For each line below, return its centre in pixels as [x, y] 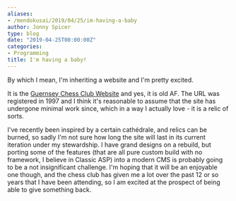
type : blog [23, 33]
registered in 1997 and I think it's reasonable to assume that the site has [112, 101]
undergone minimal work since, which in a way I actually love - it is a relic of [118, 108]
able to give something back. [49, 189]
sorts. [16, 116]
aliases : [20, 14]
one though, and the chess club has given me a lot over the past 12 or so [113, 174]
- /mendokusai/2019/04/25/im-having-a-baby [72, 20]
